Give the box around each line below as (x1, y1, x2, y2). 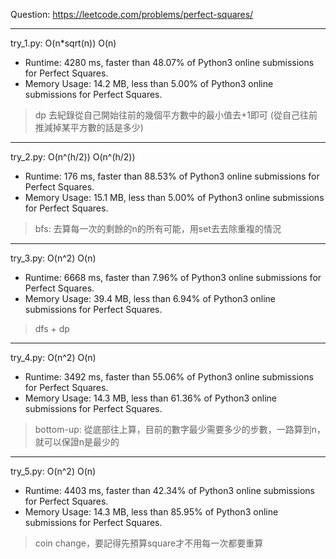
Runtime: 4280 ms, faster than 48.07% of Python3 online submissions (24, 57, 315, 68)
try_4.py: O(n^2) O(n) (10, 352, 97, 363)
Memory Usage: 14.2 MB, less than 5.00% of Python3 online (24, 78, 274, 89)
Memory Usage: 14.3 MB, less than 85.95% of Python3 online (24, 506, 279, 518)
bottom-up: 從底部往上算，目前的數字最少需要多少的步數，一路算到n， (34, 424, 326, 435)
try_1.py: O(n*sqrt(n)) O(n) (10, 37, 117, 49)
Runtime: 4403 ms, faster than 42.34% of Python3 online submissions (24, 485, 315, 496)
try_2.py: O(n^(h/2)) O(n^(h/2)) (10, 151, 136, 163)
